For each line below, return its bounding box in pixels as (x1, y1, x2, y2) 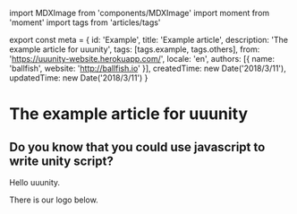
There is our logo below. (9, 194, 98, 205)
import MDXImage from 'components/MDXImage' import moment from (9, 8, 270, 18)
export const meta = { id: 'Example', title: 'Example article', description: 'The (9, 35, 289, 45)
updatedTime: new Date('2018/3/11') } (9, 73, 148, 83)
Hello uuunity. (9, 177, 61, 187)
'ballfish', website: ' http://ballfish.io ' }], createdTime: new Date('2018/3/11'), (9, 63, 286, 73)
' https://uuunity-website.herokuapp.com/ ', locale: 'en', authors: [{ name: (9, 54, 276, 64)
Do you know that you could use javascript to (9, 139, 266, 155)
